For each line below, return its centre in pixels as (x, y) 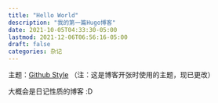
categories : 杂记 (35, 51)
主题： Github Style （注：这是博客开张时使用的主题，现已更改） (111, 75)
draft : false (29, 44)
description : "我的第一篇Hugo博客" (62, 23)
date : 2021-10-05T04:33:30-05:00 (63, 30)
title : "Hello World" (44, 15)
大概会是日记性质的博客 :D (51, 91)
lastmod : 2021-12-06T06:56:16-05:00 (68, 37)
